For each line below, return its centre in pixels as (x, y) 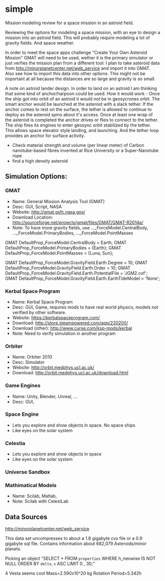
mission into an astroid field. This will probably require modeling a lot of (78, 38)
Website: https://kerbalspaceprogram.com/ (56, 317)
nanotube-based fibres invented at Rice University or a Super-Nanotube (85, 150)
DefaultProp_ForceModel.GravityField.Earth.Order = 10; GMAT (68, 268)
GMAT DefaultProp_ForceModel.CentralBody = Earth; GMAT (66, 242)
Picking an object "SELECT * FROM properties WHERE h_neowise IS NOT (81, 559)
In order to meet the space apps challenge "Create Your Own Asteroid (76, 52)
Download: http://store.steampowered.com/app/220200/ (70, 323)
